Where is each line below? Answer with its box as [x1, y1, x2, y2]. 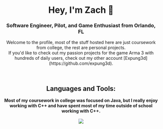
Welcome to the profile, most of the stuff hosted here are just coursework [6, 40, 156, 45]
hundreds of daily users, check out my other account [14, 55, 122, 61]
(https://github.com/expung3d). [49, 60, 113, 66]
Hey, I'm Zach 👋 [48, 4, 114, 16]
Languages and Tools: [46, 84, 116, 93]
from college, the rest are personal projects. [36, 44, 126, 51]
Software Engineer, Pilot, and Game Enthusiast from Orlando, [6, 22, 156, 29]
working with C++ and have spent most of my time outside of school [9, 103, 153, 109]
